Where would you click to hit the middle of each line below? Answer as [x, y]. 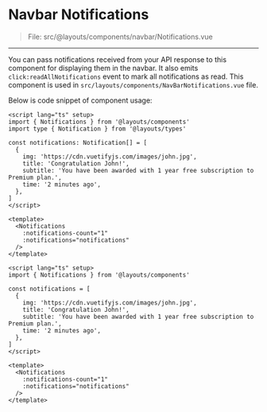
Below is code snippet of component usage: [80, 100]
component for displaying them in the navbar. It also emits [103, 68]
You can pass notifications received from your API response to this [118, 59]
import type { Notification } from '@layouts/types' [97, 129]
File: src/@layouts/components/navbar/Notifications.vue [120, 37]
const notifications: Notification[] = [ [78, 142]
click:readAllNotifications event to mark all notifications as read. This [126, 76]
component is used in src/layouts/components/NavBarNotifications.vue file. [133, 84]
